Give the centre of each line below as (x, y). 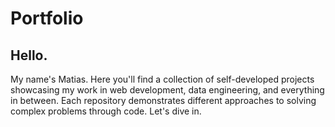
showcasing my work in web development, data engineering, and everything (167, 90)
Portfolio (47, 18)
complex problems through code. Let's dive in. (106, 111)
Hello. (29, 55)
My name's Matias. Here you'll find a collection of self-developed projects (162, 79)
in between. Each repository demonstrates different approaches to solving (163, 100)
